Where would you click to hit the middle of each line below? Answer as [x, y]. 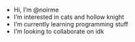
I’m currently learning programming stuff [71, 24]
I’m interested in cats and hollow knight [69, 17]
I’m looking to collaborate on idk [59, 31]
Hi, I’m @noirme [36, 10]
